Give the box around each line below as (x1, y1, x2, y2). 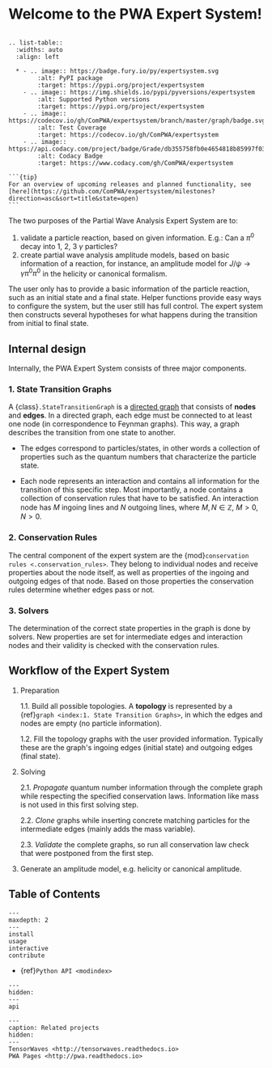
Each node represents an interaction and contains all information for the (19, 477, 261, 486)
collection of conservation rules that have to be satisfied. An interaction (19, 494, 259, 503)
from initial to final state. (8, 319, 89, 328)
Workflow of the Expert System (8, 664, 170, 678)
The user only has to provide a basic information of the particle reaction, (8, 284, 250, 294)
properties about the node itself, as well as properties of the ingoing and (8, 567, 249, 577)
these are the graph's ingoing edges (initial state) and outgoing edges (19, 742, 253, 752)
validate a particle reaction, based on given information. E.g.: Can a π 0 (19, 231, 255, 243)
